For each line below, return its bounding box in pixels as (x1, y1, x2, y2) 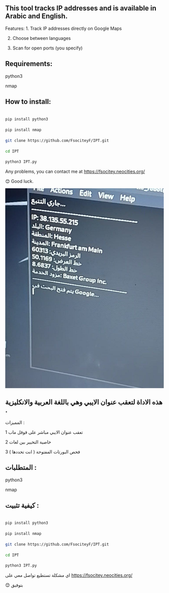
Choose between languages (12, 35, 71, 41)
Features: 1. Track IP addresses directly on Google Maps (5, 25, 122, 31)
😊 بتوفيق (5, 582, 24, 588)
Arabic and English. (5, 12, 68, 21)
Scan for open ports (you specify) (12, 45, 83, 51)
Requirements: (5, 60, 53, 68)
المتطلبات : (5, 463, 37, 472)
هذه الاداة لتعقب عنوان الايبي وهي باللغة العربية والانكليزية (5, 398, 162, 407)
